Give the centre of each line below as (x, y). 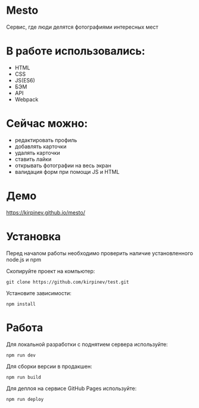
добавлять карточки (41, 146)
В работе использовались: (76, 51)
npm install (21, 304)
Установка (34, 236)
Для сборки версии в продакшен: (49, 366)
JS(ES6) (25, 80)
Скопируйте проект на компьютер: (51, 271)
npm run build (24, 377)
